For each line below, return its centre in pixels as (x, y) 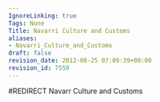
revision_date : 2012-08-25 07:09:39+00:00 (80, 61)
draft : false (30, 53)
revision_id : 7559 (39, 68)
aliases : (23, 38)
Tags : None (26, 23)
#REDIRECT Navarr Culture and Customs (76, 91)
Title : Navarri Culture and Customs (69, 31)
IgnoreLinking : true (43, 16)
